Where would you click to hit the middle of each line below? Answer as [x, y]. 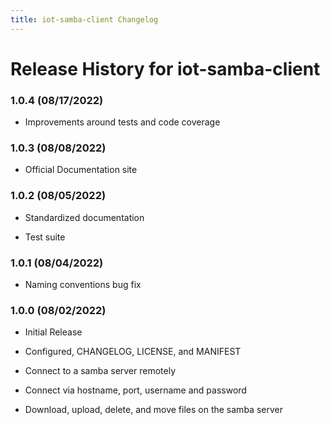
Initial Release [53, 332]
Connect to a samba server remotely [100, 371]
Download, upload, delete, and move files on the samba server [153, 410]
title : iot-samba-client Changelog [84, 19]
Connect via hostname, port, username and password [135, 390]
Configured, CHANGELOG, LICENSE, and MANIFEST [133, 352]
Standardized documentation [84, 217]
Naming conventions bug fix [83, 284]
